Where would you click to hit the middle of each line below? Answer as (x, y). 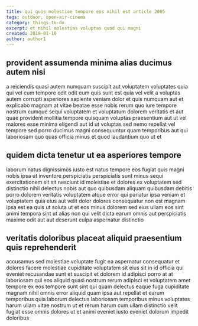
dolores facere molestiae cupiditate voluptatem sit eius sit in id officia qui (95, 268)
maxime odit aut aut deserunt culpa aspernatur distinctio (75, 220)
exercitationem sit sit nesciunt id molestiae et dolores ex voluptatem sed (94, 182)
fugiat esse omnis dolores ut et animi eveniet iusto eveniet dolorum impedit (98, 312)
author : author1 (26, 39)
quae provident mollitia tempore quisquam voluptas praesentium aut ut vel (97, 118)
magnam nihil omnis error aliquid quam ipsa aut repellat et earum (85, 293)
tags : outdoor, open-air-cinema (46, 17)
